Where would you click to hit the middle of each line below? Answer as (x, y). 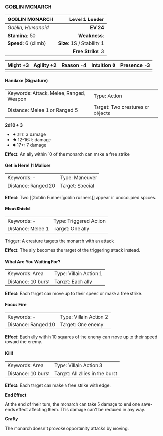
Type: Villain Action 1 (78, 274)
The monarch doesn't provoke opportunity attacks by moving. (67, 428)
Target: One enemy (82, 325)
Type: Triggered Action (79, 221)
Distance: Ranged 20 (32, 185)
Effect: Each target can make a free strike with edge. (58, 385)
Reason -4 (74, 65)
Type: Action (108, 96)
